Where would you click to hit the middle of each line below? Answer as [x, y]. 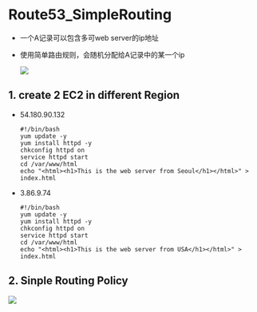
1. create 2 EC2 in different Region [94, 95]
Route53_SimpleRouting [90, 15]
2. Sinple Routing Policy [68, 281]
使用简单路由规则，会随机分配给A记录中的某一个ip [102, 54]
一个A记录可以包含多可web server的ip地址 [89, 38]
